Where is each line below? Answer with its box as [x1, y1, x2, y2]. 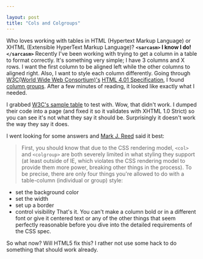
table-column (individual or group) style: [21, 176, 124, 184]
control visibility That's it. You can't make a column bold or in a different [15, 208, 196, 215]
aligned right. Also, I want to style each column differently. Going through [6, 69, 191, 77]
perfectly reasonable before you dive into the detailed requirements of [15, 221, 193, 228]
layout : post [6, 14, 40, 20]
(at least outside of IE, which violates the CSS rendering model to [21, 157, 185, 164]
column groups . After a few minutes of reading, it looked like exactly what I [6, 82, 194, 89]
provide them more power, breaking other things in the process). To [21, 163, 192, 171]
